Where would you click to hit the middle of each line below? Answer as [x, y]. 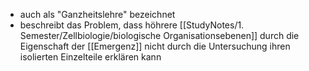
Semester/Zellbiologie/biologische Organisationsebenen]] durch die [159, 35]
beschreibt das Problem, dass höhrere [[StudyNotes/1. [132, 25]
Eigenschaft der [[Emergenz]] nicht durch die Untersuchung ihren [155, 46]
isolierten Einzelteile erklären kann [90, 57]
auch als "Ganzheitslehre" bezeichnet [97, 14]
